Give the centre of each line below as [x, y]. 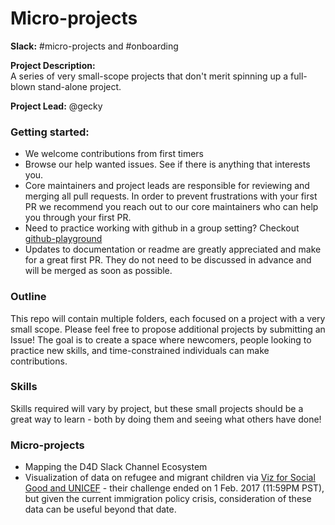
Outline [28, 297]
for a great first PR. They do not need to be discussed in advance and [168, 260]
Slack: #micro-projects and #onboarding [94, 46]
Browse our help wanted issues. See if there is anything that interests [167, 164]
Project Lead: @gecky [56, 106]
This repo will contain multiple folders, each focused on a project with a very [168, 318]
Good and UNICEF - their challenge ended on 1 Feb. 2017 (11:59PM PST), [174, 488]
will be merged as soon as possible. [98, 271]
